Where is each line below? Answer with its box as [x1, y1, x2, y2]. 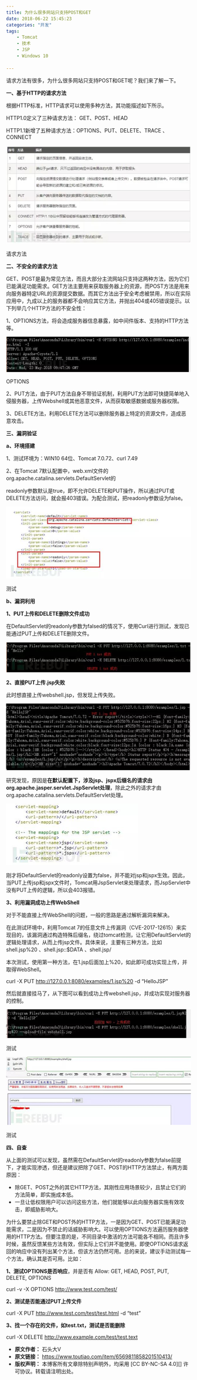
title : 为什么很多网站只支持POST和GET [6, 9, 91, 15]
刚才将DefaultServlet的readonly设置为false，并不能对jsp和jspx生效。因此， [6, 872, 188, 879]
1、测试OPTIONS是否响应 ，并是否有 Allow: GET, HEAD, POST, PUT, [6, 1268, 169, 1275]
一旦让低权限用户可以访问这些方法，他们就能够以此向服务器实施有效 [14, 1198, 179, 1205]
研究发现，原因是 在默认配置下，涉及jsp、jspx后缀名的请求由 [6, 777, 152, 784]
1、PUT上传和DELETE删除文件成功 [6, 610, 90, 617]
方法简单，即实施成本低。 [14, 1191, 77, 1198]
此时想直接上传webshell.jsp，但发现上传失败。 [6, 691, 118, 698]
